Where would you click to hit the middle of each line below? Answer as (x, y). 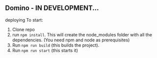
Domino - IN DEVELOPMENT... (52, 8)
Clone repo (24, 29)
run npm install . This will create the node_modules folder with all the (82, 34)
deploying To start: (24, 20)
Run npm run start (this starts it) (45, 50)
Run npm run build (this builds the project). (56, 45)
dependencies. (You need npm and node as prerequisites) (71, 40)
